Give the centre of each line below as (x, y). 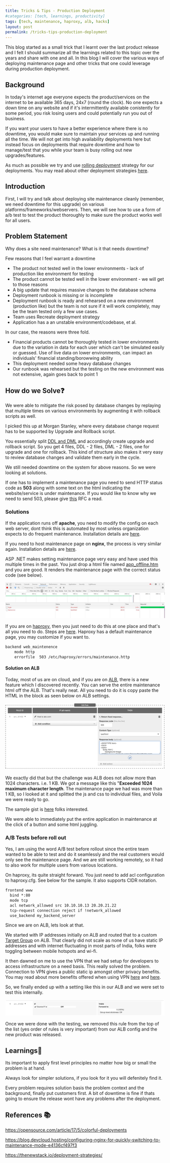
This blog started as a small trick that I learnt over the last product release (82, 47)
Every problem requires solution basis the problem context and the (75, 1088)
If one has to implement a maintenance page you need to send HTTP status (84, 483)
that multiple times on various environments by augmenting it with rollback (83, 411)
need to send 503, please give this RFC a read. (54, 499)
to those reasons (30, 284)
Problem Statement (36, 236)
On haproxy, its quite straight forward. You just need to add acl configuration (85, 875)
